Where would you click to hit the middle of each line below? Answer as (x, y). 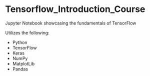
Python (20, 42)
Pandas (20, 69)
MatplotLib (23, 63)
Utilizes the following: (27, 32)
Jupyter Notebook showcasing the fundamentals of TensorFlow (71, 23)
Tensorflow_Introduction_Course (75, 9)
